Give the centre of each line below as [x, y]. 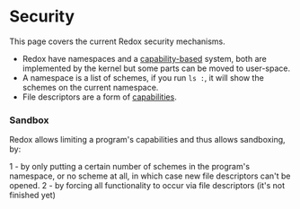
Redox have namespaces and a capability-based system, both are [144, 58]
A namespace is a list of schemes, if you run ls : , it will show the [143, 77]
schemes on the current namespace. [90, 87]
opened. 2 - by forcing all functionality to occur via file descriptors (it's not [147, 186]
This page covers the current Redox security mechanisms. [118, 41]
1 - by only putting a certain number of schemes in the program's [129, 167]
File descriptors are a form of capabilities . [99, 97]
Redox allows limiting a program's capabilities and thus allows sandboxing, [147, 140]
